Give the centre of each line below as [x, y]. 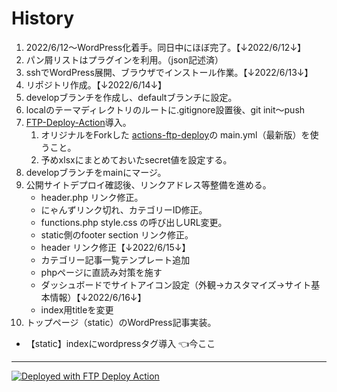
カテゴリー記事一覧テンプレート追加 [115, 259]
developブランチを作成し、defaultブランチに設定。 [131, 97]
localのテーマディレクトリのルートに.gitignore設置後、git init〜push [165, 109]
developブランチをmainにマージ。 [96, 172]
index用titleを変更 [77, 309]
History [43, 18]
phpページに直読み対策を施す [101, 272]
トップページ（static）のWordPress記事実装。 [121, 322]
